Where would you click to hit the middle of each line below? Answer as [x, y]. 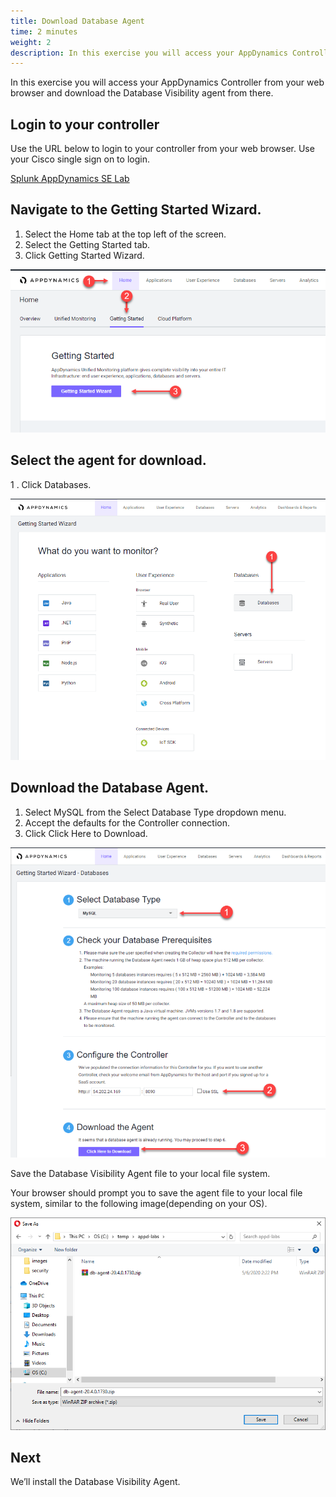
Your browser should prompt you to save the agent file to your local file [156, 1192]
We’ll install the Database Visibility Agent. [95, 1482]
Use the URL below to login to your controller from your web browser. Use [162, 149]
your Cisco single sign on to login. [80, 159]
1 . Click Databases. [51, 484]
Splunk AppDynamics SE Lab [70, 179]
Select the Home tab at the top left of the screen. [125, 234]
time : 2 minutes [44, 31]
